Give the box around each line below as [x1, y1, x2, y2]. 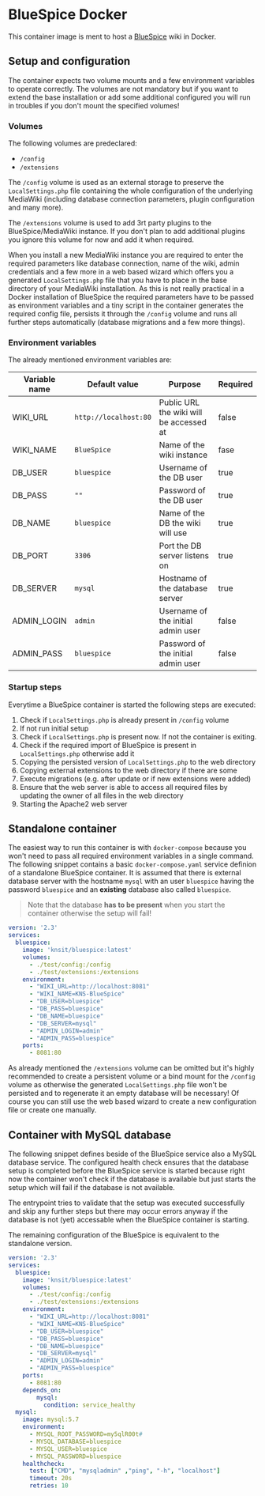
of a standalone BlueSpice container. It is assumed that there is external [8, 868, 242, 878]
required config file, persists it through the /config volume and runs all [8, 309, 237, 319]
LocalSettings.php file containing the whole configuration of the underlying [8, 186, 253, 195]
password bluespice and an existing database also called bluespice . [8, 885, 231, 894]
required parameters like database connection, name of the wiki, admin [8, 259, 240, 268]
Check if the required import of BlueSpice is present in [19, 740, 197, 750]
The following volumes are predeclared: [8, 138, 138, 148]
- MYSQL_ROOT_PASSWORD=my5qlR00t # [28, 1430, 144, 1438]
